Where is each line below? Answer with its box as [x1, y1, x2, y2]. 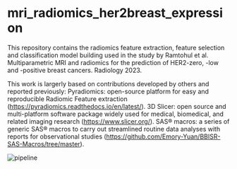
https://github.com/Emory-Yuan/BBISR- [106, 132, 221, 141]
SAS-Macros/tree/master [7, 139, 80, 148]
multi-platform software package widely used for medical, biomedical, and [7, 110, 224, 118]
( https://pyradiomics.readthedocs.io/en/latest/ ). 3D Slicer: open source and [7, 102, 227, 110]
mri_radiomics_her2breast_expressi [7, 5, 224, 21]
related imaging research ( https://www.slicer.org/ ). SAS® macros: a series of [7, 117, 230, 125]
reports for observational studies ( [7, 132, 107, 141]
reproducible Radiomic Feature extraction [7, 94, 128, 103]
